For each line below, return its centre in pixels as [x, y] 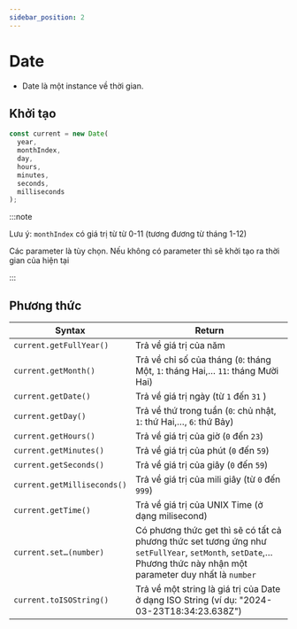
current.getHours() [54, 436]
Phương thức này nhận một [191, 563]
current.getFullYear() [61, 346]
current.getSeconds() [59, 465]
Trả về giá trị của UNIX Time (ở [199, 505]
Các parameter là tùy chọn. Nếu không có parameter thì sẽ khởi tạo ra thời [145, 251]
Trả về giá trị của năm [180, 346]
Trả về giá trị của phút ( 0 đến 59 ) [202, 451]
